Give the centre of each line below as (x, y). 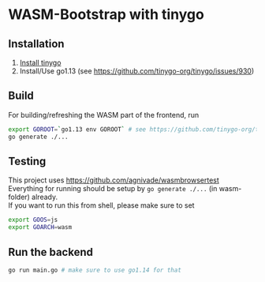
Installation (36, 44)
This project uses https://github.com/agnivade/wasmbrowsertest (114, 180)
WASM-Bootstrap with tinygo (106, 15)
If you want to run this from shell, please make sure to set (101, 205)
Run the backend (50, 252)
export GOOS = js (33, 220)
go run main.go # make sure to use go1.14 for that (95, 270)
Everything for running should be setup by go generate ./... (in (113, 189)
